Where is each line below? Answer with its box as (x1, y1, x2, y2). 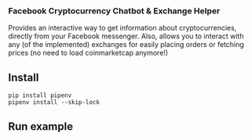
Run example (8, 120, 73, 133)
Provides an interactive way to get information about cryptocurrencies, (8, 23, 237, 33)
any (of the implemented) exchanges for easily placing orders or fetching (8, 40, 245, 49)
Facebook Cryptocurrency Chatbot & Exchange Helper (8, 5, 221, 16)
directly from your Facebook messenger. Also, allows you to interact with (8, 31, 244, 41)
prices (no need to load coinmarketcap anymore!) (8, 48, 169, 58)
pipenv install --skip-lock (8, 99, 100, 106)
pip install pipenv (8, 92, 72, 99)
